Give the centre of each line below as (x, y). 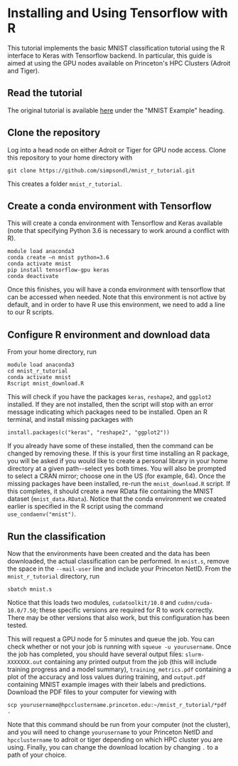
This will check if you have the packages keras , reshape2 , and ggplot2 (109, 397)
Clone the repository (54, 133)
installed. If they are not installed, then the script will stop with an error (110, 405)
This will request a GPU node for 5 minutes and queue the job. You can (111, 639)
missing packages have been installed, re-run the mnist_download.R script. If (119, 484)
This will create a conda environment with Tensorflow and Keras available (115, 223)
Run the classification (56, 536)
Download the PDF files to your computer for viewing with (92, 692)
